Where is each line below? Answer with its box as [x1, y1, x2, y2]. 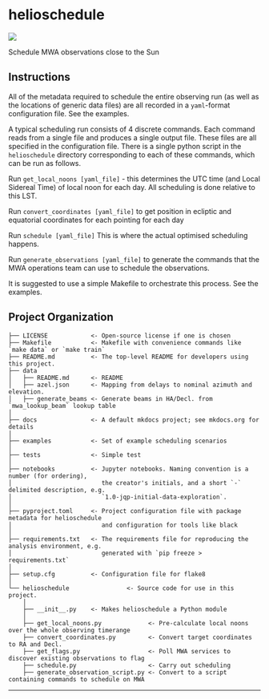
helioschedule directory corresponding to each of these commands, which [8, 150, 255, 160]
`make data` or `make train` [8, 345, 106, 354]
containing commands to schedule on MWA [8, 675, 146, 683]
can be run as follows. [8, 158, 82, 168]
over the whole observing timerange [8, 626, 130, 634]
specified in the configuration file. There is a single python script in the [8, 141, 242, 151]
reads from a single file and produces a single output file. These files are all [8, 132, 257, 142]
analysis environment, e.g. [8, 542, 102, 550]
